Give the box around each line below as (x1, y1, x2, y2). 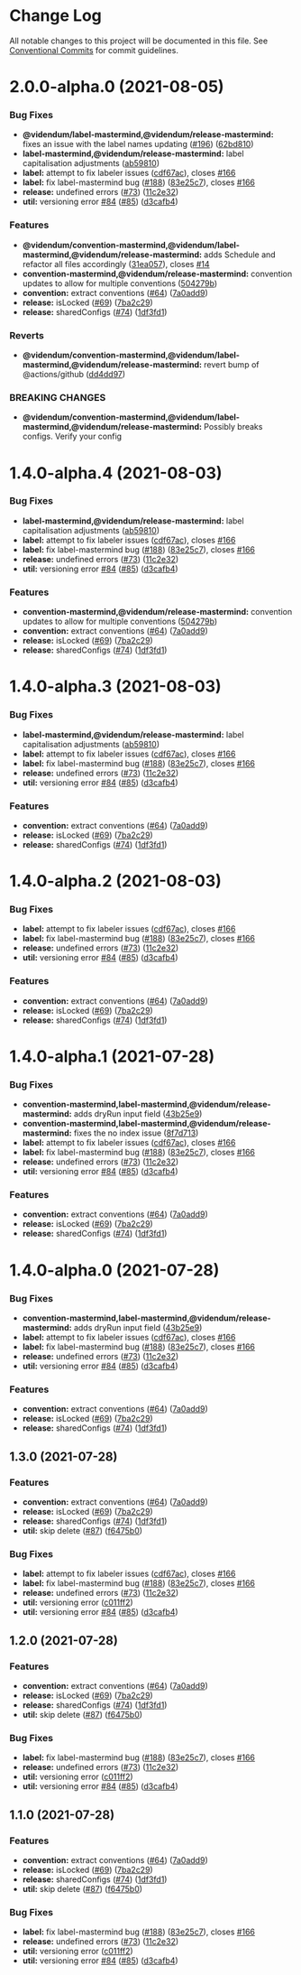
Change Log (9, 5, 102, 26)
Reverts (9, 329, 45, 341)
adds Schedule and (204, 249, 277, 260)
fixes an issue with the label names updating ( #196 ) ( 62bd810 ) (22, 139, 254, 150)
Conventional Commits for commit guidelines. (9, 44, 178, 55)
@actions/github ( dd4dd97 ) (22, 369, 126, 380)
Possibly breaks (204, 422, 263, 432)
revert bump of (204, 359, 260, 370)
